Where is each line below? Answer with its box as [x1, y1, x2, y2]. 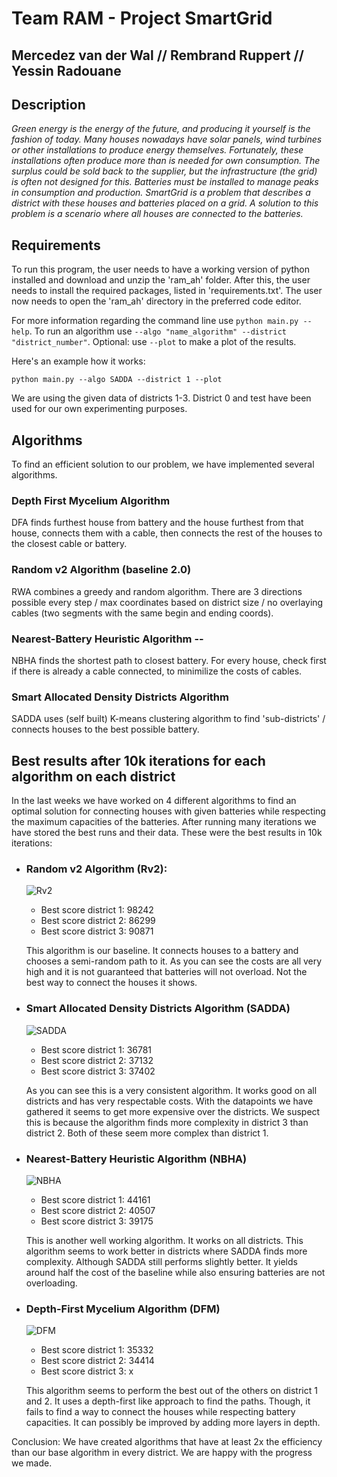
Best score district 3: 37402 [40, 1065, 156, 1077]
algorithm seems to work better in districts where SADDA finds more [25, 1245, 308, 1257]
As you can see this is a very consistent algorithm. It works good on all [25, 1084, 318, 1096]
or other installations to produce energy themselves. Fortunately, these [11, 144, 304, 156]
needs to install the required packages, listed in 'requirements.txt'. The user [11, 285, 323, 297]
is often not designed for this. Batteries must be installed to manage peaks [11, 176, 319, 188]
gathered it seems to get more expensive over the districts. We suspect [25, 1105, 321, 1117]
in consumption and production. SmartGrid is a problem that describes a [11, 187, 311, 199]
